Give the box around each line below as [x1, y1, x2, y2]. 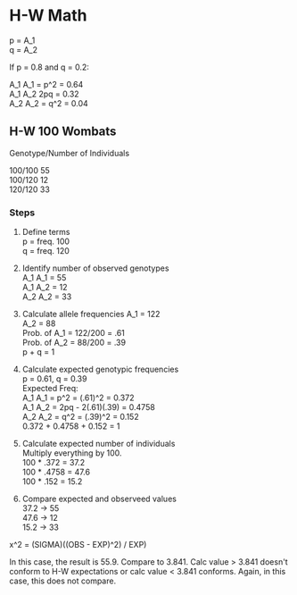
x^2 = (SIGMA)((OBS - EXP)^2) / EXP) [9, 540, 147, 550]
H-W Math [9, 5, 87, 26]
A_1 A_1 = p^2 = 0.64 [9, 79, 84, 89]
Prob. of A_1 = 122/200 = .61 [21, 328, 125, 339]
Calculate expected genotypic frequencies [21, 364, 179, 375]
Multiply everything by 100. [21, 448, 122, 458]
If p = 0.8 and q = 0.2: [9, 62, 89, 72]
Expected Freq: [21, 383, 78, 394]
